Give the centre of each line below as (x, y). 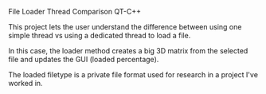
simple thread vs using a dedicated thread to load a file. (100, 35)
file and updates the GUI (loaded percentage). (84, 59)
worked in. (25, 83)
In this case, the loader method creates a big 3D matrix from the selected (128, 51)
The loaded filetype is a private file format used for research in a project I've (133, 74)
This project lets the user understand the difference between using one (125, 27)
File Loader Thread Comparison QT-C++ (75, 12)
